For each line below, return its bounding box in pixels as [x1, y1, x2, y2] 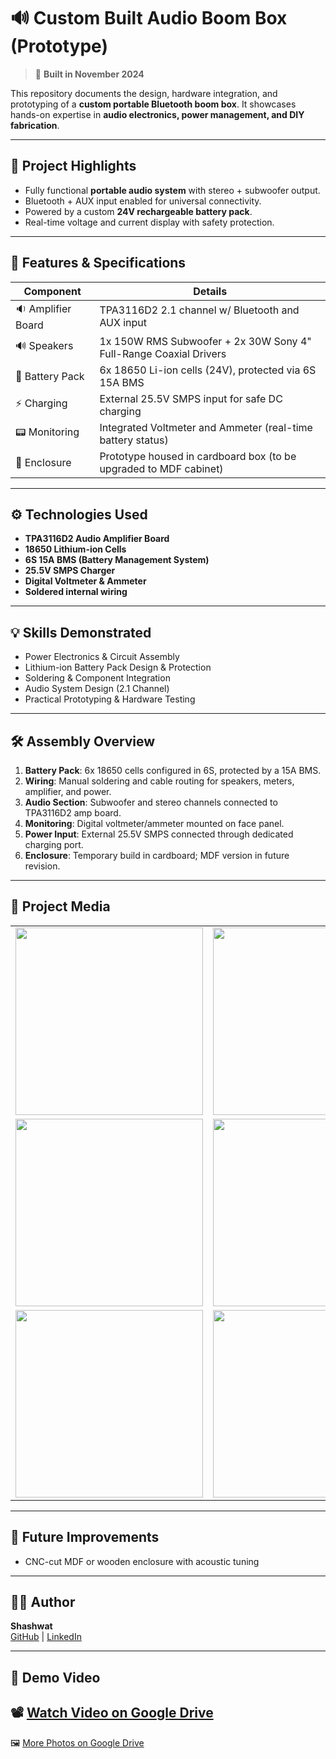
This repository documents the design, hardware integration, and [10, 87, 278, 99]
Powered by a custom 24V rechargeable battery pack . [24, 205, 253, 217]
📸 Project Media [10, 898, 111, 915]
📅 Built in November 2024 [34, 68, 145, 80]
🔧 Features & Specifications [10, 255, 187, 272]
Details [193, 284, 228, 298]
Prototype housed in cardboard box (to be [99, 449, 297, 463]
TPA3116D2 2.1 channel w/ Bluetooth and [99, 303, 300, 317]
